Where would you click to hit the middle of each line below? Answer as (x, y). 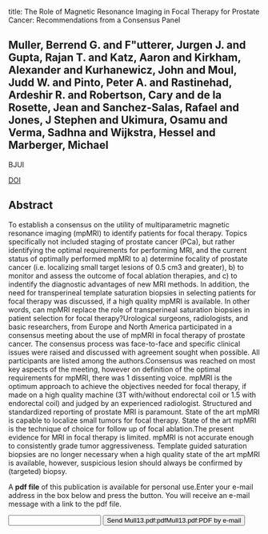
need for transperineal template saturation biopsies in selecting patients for (132, 292)
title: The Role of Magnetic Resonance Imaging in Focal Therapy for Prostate (134, 12)
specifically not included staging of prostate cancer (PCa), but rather (122, 241)
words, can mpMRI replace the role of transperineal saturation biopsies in (129, 309)
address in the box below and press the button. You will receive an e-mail (129, 495)
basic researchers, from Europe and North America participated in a (120, 327)
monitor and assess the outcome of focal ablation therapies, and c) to (123, 275)
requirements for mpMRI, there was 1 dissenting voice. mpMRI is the (120, 377)
